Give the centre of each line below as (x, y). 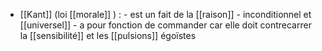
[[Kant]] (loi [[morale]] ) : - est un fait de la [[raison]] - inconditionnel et (165, 14)
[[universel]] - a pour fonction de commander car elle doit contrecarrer (165, 25)
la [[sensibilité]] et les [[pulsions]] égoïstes (108, 35)
